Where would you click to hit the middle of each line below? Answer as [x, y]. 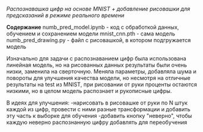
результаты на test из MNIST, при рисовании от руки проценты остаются [102, 84]
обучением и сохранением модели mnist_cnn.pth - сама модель [91, 34]
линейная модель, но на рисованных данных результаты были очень [97, 65]
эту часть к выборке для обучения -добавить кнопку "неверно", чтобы [99, 116]
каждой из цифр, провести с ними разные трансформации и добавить [98, 109]
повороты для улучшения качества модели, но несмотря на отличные [98, 78]
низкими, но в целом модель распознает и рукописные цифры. [89, 91]
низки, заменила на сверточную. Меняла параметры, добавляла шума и [102, 71]
